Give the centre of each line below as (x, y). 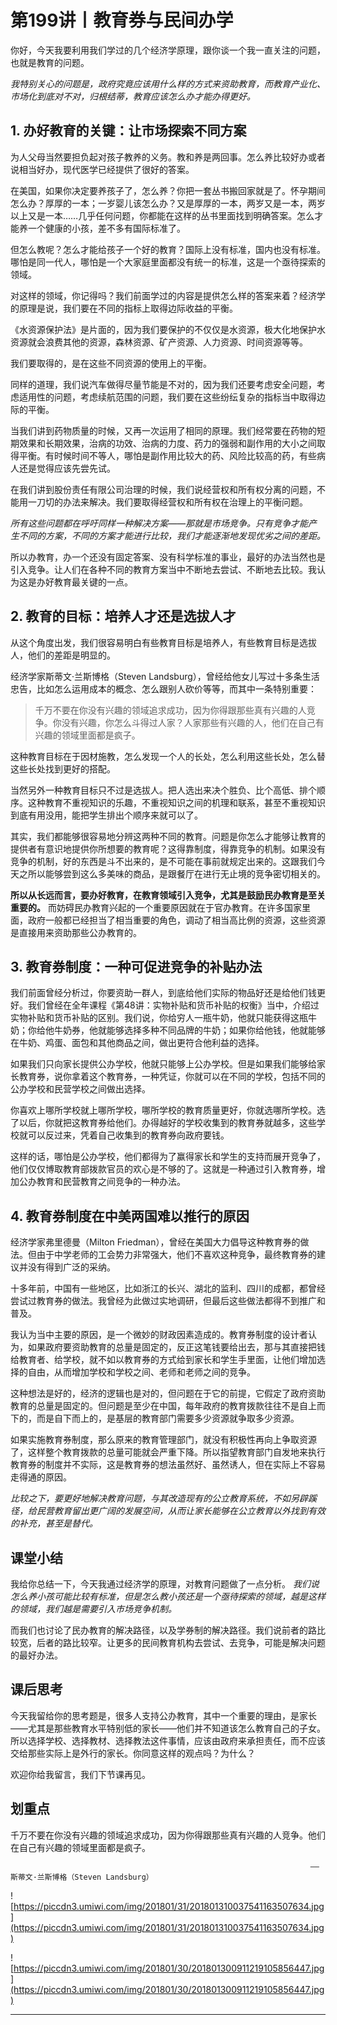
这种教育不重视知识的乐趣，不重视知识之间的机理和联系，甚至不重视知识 (176, 802)
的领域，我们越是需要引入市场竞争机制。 (93, 1609)
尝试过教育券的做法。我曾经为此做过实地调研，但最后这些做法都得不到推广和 (168, 1301)
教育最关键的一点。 (93, 582)
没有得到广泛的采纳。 (71, 1267)
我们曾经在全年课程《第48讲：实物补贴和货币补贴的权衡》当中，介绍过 (173, 1005)
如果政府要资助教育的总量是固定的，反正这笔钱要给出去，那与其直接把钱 (176, 1347)
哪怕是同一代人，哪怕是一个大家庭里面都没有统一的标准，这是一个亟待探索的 (168, 262)
